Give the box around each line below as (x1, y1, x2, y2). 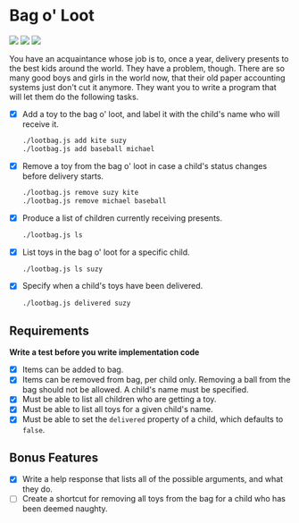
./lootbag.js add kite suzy (21, 136, 127, 145)
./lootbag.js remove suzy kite (21, 188, 139, 197)
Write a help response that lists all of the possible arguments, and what (21, 474, 284, 485)
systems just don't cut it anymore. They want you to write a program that (9, 81, 277, 92)
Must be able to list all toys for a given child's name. (21, 404, 213, 415)
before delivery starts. (21, 171, 104, 181)
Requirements (9, 323, 89, 338)
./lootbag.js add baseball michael (21, 144, 155, 153)
